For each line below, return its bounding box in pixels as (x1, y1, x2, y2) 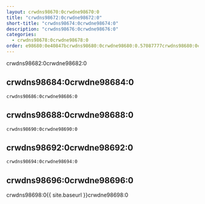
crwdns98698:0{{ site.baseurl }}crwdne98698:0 (6, 191, 129, 199)
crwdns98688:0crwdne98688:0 (6, 110, 134, 121)
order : (6, 43, 23, 49)
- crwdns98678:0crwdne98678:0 (12, 37, 88, 43)
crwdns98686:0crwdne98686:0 (6, 93, 78, 99)
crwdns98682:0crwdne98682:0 (6, 59, 87, 67)
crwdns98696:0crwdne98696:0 (6, 175, 134, 186)
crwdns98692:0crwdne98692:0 (6, 142, 134, 153)
